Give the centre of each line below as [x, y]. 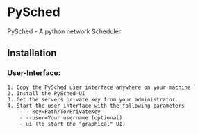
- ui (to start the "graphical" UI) [73, 124]
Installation [32, 53]
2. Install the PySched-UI [46, 93]
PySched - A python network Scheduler [64, 31]
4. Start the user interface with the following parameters [96, 106]
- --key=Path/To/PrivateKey [60, 112]
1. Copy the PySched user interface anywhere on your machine [99, 87]
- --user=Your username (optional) [71, 118]
